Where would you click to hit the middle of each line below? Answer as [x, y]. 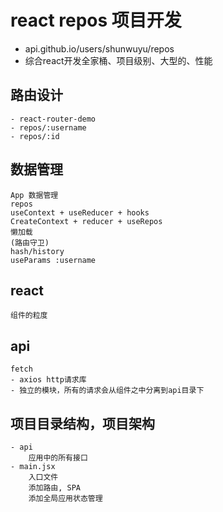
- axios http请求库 [48, 380]
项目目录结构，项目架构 [82, 423]
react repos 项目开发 [96, 20]
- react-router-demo [53, 119]
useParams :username [53, 260]
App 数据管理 [34, 195]
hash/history [37, 251]
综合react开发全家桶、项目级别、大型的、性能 [118, 60]
